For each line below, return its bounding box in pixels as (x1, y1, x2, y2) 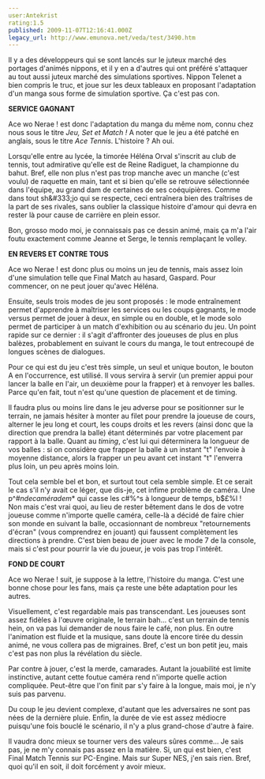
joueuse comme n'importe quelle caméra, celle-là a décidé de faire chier (8, 510, 244, 520)
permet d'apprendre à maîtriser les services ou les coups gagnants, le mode (8, 305, 256, 314)
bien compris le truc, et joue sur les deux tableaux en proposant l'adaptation (8, 81, 256, 90)
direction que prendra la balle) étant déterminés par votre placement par (8, 428, 244, 438)
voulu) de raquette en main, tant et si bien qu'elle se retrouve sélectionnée (8, 177, 250, 186)
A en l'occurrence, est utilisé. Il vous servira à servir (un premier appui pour (8, 371, 254, 380)
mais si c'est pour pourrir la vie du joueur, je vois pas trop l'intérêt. (8, 544, 223, 554)
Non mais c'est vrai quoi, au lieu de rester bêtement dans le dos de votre (8, 502, 244, 512)
